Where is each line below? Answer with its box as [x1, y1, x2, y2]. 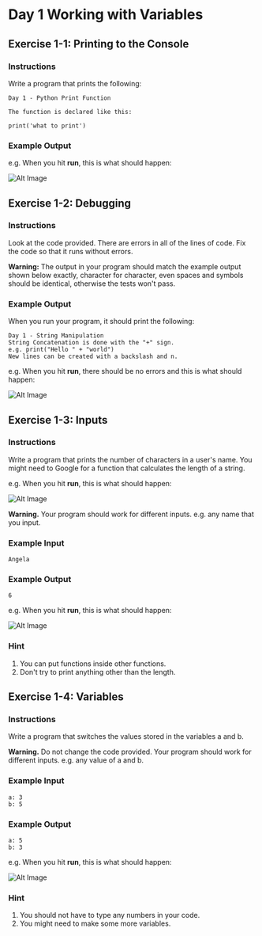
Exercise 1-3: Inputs [8, 413, 108, 427]
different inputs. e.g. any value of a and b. [8, 755, 144, 765]
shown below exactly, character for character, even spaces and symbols [8, 270, 244, 280]
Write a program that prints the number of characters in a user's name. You [8, 455, 253, 464]
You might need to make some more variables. [19, 919, 171, 928]
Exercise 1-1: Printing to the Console [8, 37, 189, 51]
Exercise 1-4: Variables [8, 691, 124, 704]
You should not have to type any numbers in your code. [19, 911, 200, 920]
